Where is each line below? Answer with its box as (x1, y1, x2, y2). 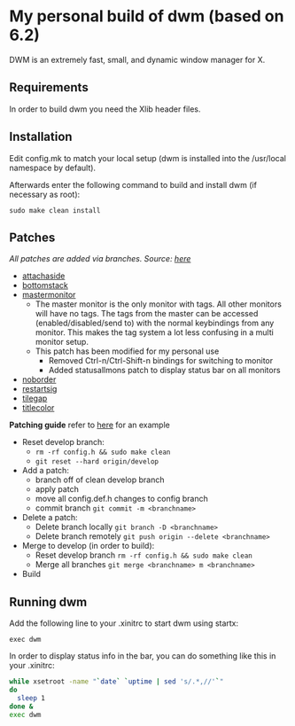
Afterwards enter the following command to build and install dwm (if (9, 179, 257, 190)
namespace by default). (9, 162, 96, 173)
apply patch (35, 484, 80, 495)
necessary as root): (9, 189, 81, 199)
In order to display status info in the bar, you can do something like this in (9, 651, 276, 661)
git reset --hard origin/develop (35, 457, 159, 466)
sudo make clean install (9, 206, 101, 215)
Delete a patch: (21, 512, 78, 523)
